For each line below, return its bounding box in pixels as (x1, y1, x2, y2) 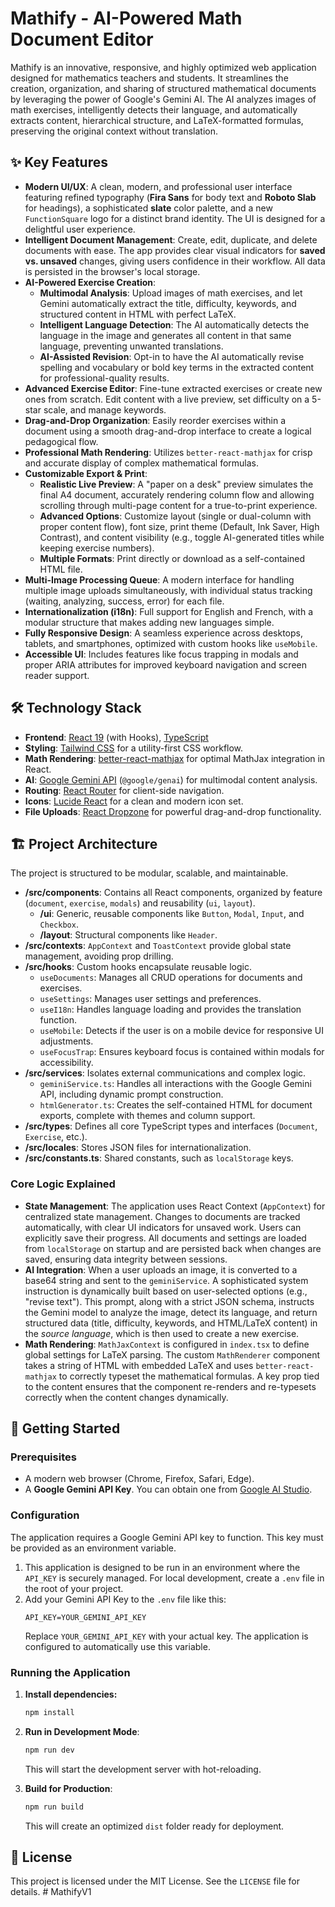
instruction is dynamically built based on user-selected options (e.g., (24, 1285, 308, 1297)
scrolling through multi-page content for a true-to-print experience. (39, 499, 318, 511)
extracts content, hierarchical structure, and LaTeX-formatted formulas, (10, 114, 304, 126)
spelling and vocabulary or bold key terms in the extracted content (39, 361, 315, 373)
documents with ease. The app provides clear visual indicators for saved (24, 244, 326, 256)
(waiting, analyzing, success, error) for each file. (24, 595, 225, 607)
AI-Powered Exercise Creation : (24, 276, 157, 288)
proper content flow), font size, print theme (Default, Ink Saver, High (39, 520, 320, 532)
